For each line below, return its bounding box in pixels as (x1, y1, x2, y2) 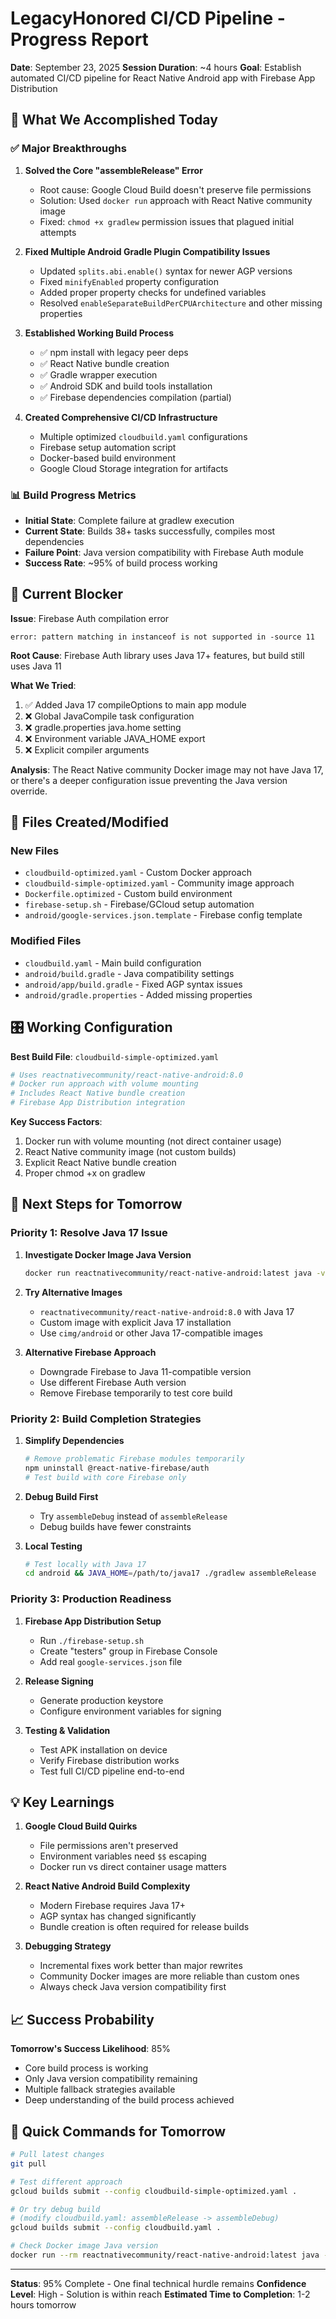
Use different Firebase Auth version (39, 1376, 187, 1388)
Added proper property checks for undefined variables (39, 286, 267, 298)
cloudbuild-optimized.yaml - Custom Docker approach (24, 867, 252, 879)
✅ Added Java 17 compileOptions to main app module (24, 698, 247, 711)
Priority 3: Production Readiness (10, 1592, 172, 1606)
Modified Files (10, 934, 82, 948)
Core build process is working (24, 2062, 149, 2074)
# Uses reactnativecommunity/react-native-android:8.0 (10, 1070, 244, 1080)
